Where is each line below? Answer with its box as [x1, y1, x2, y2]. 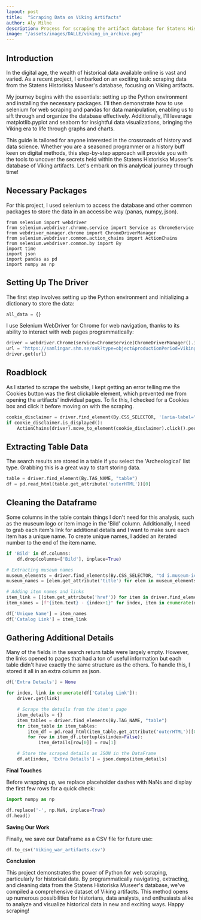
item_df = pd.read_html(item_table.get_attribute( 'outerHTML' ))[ [28, 729, 194, 735]
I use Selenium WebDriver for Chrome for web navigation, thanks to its [6, 322, 180, 329]
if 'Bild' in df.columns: [6, 551, 71, 557]
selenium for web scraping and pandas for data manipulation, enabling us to [6, 106, 194, 113]
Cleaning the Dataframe [6, 497, 98, 508]
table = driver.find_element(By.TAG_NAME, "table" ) [6, 476, 138, 482]
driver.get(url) [6, 351, 47, 357]
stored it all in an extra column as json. [6, 668, 101, 675]
